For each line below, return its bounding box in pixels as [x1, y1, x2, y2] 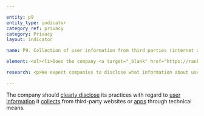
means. [6, 104, 25, 111]
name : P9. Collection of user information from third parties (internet [6, 48, 194, 54]
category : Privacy [6, 31, 53, 37]
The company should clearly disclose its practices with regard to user [6, 91, 181, 98]
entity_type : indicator [6, 19, 67, 26]
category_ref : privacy [6, 25, 64, 31]
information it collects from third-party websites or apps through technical [6, 97, 192, 105]
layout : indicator [6, 37, 53, 43]
